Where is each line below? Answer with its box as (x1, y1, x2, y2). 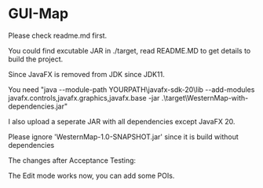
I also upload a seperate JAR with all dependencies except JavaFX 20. (8, 116, 236, 126)
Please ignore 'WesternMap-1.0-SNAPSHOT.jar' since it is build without (8, 131, 239, 142)
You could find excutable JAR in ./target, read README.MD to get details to (8, 46, 251, 55)
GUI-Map (8, 5, 69, 23)
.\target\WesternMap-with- (161, 93, 249, 102)
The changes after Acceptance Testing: (8, 155, 136, 165)
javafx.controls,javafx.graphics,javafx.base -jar (8, 93, 160, 102)
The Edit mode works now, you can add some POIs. (8, 171, 175, 180)
